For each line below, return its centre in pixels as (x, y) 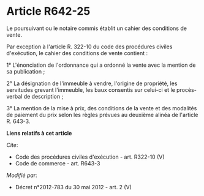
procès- (187, 89)
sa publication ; (26, 71)
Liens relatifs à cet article (39, 133)
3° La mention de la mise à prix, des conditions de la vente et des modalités (102, 108)
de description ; (43, 96)
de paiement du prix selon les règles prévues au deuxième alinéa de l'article (102, 115)
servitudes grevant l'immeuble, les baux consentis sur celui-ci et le (91, 89)
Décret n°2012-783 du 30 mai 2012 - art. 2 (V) (73, 187)
